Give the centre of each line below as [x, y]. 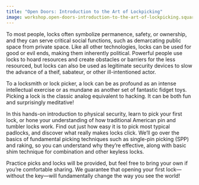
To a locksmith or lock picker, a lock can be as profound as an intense [91, 83]
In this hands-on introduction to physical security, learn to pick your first [94, 114]
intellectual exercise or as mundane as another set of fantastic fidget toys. [97, 90]
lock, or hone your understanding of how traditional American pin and [91, 120]
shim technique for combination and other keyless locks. [75, 151]
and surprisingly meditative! [40, 102]
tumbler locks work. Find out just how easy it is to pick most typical [88, 126]
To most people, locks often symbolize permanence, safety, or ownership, [97, 34]
